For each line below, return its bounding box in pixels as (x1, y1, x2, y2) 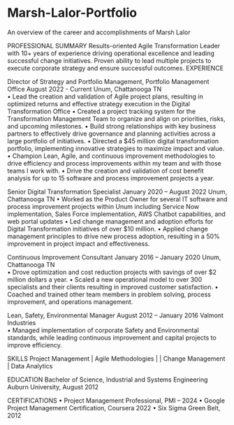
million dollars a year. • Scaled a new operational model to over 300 (7, 275, 203, 284)
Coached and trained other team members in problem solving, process (7, 290, 211, 298)
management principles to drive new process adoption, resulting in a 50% (7, 232, 220, 240)
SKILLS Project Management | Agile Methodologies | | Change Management (7, 354, 226, 363)
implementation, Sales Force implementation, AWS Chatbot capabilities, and (7, 210, 226, 218)
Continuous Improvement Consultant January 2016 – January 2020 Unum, (7, 253, 221, 261)
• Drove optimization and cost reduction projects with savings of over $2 (7, 268, 217, 276)
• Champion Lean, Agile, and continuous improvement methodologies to (7, 152, 215, 160)
